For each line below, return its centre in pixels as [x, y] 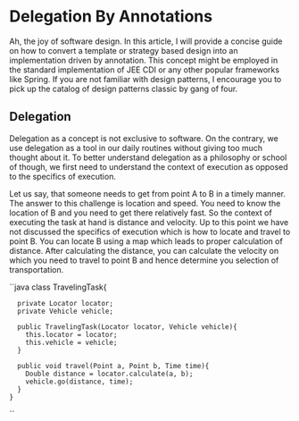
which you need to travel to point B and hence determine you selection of [144, 260]
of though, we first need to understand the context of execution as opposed [149, 166]
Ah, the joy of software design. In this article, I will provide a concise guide [146, 41]
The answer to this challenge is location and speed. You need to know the [145, 203]
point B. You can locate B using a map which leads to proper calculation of [146, 241]
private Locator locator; [66, 303]
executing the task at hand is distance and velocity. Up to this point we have [149, 222]
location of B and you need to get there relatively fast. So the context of [141, 213]
